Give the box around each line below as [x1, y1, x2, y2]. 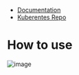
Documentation [16, 6, 61, 14]
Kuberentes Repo [16, 13, 67, 21]
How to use [7, 37, 73, 53]
